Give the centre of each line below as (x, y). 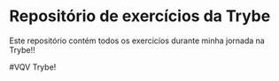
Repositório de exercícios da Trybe (140, 16)
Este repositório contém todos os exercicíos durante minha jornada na (137, 40)
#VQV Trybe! (33, 67)
